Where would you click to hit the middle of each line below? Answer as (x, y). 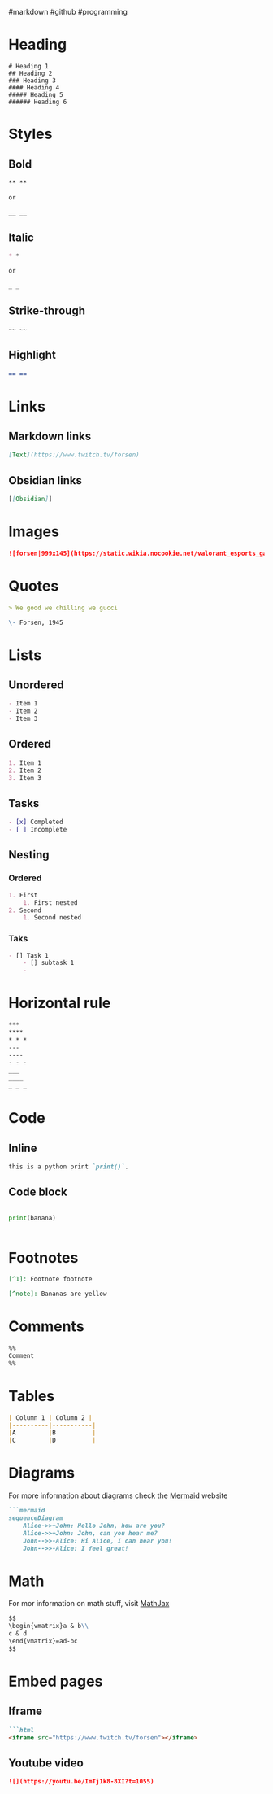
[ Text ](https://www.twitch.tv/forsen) (74, 455)
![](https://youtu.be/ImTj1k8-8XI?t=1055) (81, 1782)
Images (34, 532)
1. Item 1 (25, 763)
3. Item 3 (25, 778)
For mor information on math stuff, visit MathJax (89, 1604)
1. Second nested (52, 918)
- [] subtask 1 (49, 963)
